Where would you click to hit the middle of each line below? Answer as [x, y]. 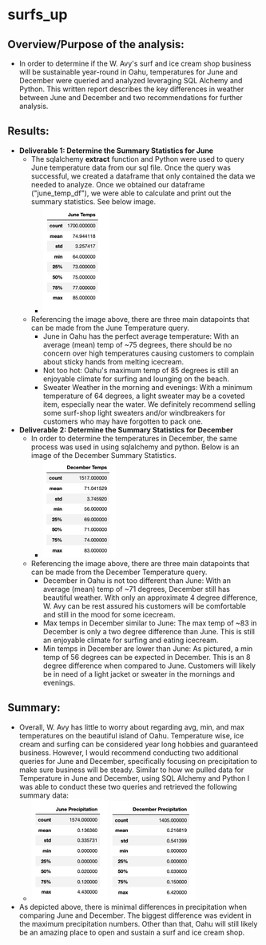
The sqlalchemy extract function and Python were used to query [137, 159]
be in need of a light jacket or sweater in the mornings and [139, 674]
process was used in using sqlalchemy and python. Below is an [135, 447]
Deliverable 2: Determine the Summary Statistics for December [126, 429]
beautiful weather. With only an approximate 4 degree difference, [150, 597]
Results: [28, 131]
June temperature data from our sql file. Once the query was [131, 167]
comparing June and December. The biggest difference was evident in [135, 915]
